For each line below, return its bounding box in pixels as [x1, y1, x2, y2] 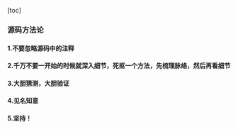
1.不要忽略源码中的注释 [7, 44, 74, 52]
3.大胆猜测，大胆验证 [7, 79, 69, 87]
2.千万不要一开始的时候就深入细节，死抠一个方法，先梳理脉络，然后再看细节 [7, 62, 231, 70]
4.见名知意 [7, 96, 39, 105]
